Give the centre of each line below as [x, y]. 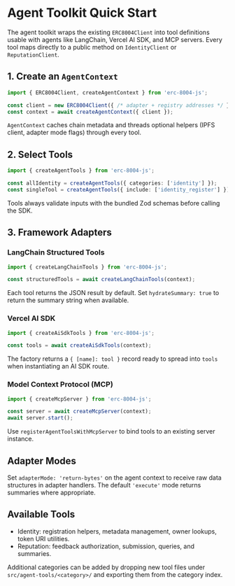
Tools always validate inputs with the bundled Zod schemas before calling [114, 203]
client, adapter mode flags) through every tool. [74, 133]
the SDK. [20, 210]
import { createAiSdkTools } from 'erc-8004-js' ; [81, 333]
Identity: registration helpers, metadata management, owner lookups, [117, 531]
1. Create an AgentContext [63, 77]
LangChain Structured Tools [56, 252]
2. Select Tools [40, 154]
